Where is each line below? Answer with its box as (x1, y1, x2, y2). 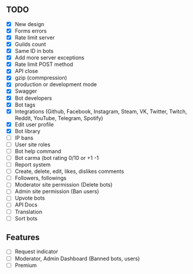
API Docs (14, 201, 37, 209)
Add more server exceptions (14, 54, 85, 61)
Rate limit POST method (14, 61, 73, 68)
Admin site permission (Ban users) (14, 188, 99, 195)
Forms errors (14, 27, 47, 34)
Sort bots (14, 215, 37, 222)
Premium (14, 262, 37, 269)
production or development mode (14, 81, 97, 88)
